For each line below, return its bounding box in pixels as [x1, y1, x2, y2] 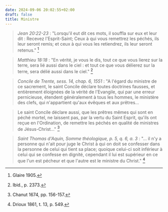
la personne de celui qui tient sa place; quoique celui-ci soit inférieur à [17, 146, 162, 152]
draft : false [5, 12, 32, 17]
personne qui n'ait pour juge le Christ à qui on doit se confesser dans [17, 141, 160, 147]
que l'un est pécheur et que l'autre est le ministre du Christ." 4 [17, 157, 145, 163]
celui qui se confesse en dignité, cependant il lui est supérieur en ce [17, 151, 158, 158]
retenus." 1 [17, 46, 39, 53]
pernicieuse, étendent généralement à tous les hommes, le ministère [17, 94, 159, 100]
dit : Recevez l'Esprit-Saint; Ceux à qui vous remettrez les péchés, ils [17, 36, 159, 42]
